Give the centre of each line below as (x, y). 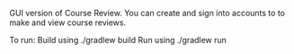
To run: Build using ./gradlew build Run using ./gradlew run (118, 40)
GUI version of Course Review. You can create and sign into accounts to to (147, 13)
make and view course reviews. (68, 22)
